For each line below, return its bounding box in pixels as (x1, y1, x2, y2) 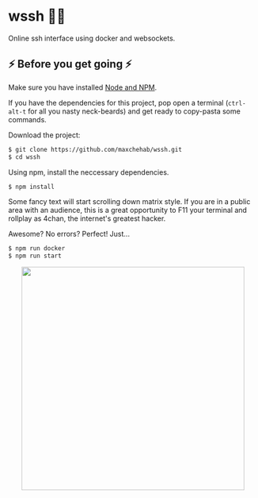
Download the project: (8, 130, 81, 140)
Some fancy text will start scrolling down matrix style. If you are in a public (8, 197, 251, 207)
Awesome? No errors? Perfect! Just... (8, 230, 131, 239)
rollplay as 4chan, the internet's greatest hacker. (8, 214, 166, 223)
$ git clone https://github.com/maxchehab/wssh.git (8, 145, 182, 153)
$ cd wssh (8, 152, 41, 161)
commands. (8, 114, 47, 124)
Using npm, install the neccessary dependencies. (8, 167, 169, 177)
